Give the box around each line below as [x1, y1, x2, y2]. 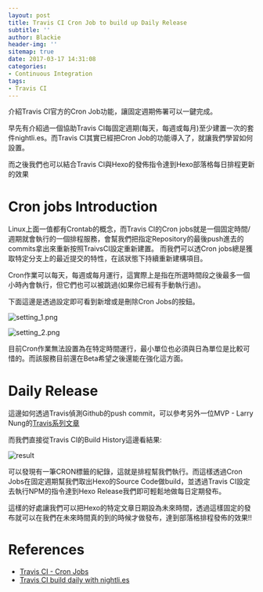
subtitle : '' [8, 26, 51, 34]
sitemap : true [8, 48, 55, 56]
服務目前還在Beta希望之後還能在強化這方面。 [41, 354, 188, 363]
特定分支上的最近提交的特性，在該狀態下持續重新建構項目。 [14, 254, 207, 263]
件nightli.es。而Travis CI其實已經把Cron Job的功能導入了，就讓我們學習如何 [8, 133, 254, 143]
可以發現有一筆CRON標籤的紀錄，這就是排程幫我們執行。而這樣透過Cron [8, 467, 243, 477]
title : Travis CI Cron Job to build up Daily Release [8, 19, 188, 27]
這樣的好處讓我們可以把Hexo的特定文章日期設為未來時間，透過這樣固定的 [8, 503, 244, 513]
